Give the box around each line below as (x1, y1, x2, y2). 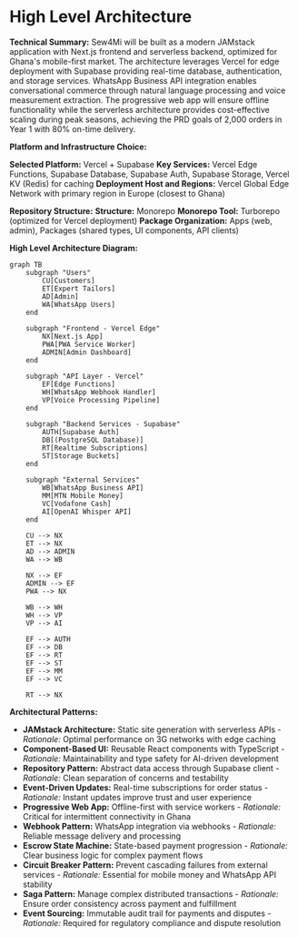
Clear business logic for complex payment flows (22, 850, 204, 861)
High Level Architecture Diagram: (9, 242, 138, 253)
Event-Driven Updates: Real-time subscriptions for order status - (22, 781, 269, 793)
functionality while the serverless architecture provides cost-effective (9, 104, 271, 115)
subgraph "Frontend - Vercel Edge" (25, 323, 161, 333)
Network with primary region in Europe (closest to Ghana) (9, 188, 225, 199)
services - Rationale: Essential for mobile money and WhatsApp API (22, 869, 277, 880)
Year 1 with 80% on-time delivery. (9, 123, 136, 134)
